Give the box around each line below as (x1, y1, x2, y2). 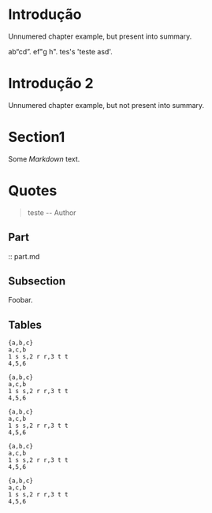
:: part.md (8, 251, 40, 261)
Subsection (8, 274, 66, 288)
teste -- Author (27, 207, 76, 217)
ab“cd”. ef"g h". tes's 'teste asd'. (8, 46, 113, 56)
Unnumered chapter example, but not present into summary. (8, 100, 205, 110)
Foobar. (8, 296, 33, 305)
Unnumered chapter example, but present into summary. (8, 32, 192, 41)
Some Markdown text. (8, 154, 80, 163)
